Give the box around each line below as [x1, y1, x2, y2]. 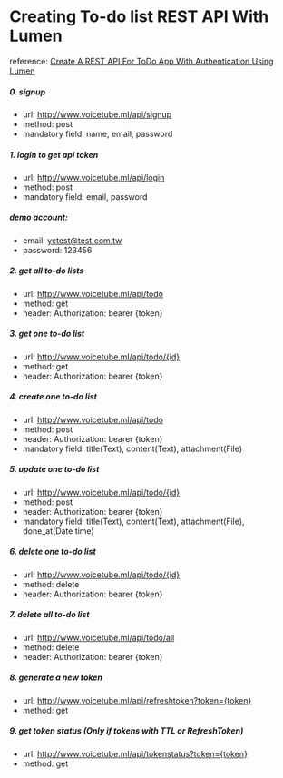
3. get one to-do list [9, 329, 85, 340]
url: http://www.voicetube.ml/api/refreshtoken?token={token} [22, 694, 252, 705]
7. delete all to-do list [9, 609, 90, 620]
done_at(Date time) [22, 525, 94, 537]
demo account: [9, 212, 68, 223]
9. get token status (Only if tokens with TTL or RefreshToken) [9, 725, 244, 736]
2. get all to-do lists [9, 265, 84, 276]
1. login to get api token [9, 149, 99, 160]
